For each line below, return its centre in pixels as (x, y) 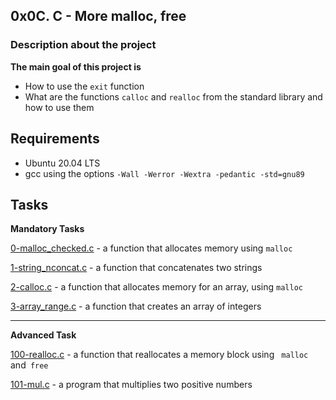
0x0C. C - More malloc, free (98, 16)
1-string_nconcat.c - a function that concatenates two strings (136, 268)
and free (29, 365)
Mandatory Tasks (47, 229)
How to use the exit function (84, 86)
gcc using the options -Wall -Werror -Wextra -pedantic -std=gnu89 (164, 173)
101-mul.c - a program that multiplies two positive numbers (131, 385)
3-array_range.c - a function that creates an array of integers (136, 306)
